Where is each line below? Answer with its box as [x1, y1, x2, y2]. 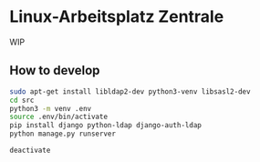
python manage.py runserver [9, 129, 117, 138]
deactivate [9, 146, 51, 155]
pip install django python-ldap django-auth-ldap [9, 121, 203, 130]
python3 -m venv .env [9, 104, 92, 113]
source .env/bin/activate [9, 112, 108, 122]
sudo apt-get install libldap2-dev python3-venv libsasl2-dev [9, 86, 251, 96]
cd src [9, 96, 35, 105]
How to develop [9, 63, 100, 78]
